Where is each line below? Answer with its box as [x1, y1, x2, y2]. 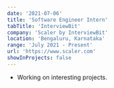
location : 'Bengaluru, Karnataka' [7, 35, 106, 42]
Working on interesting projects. [16, 73, 108, 81]
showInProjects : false [7, 55, 72, 61]
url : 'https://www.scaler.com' [7, 48, 96, 55]
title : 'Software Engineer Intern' [7, 16, 109, 23]
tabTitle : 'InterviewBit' [7, 23, 81, 29]
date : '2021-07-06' [7, 10, 63, 17]
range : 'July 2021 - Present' [7, 42, 94, 48]
